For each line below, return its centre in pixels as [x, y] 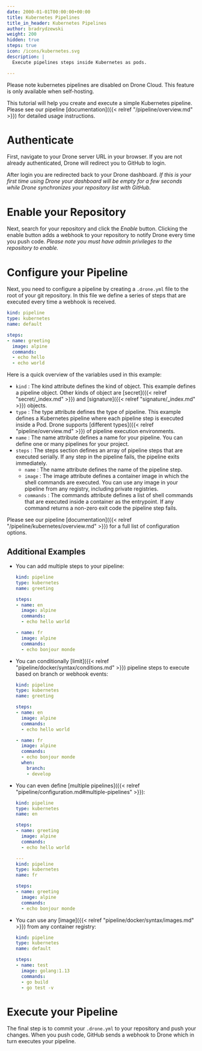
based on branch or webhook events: [62, 674]
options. [17, 533]
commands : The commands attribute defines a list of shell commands [109, 495]
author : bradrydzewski [35, 29]
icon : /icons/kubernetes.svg [43, 51]
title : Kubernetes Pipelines [43, 17]
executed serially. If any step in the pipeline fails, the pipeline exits [97, 457]
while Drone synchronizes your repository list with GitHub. [79, 188]
